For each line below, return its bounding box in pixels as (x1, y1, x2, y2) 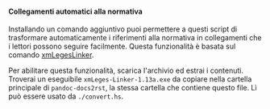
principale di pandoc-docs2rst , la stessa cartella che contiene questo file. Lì (8, 83, 257, 93)
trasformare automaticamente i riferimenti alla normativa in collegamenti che (8, 33, 262, 43)
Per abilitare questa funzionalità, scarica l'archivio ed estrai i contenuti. (8, 65, 244, 76)
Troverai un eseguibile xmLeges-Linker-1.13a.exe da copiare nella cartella (8, 74, 252, 84)
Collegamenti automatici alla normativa (8, 6, 143, 16)
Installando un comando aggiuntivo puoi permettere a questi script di (8, 24, 238, 34)
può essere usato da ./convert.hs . (8, 91, 124, 101)
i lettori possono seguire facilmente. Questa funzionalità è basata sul (8, 41, 236, 52)
